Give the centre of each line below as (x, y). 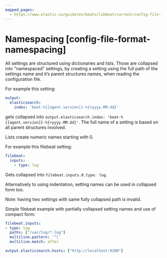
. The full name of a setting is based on (119, 122)
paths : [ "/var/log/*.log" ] (38, 233)
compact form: (20, 214)
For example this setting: (30, 89)
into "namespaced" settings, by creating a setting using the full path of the (82, 69)
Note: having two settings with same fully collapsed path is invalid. (73, 199)
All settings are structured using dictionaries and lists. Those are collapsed (82, 63)
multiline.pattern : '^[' (35, 237)
